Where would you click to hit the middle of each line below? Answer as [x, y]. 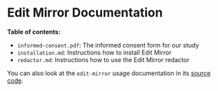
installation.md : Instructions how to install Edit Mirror [94, 52]
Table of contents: [34, 32]
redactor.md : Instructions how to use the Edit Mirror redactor [103, 59]
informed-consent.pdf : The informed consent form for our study [108, 45]
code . [16, 80]
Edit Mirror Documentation [85, 13]
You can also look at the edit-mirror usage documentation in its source [109, 73]
